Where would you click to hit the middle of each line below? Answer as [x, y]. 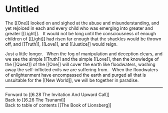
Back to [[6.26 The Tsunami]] [35, 100]
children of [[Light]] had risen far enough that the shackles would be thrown [83, 39]
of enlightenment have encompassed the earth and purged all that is [76, 75]
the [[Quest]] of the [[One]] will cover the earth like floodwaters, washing [80, 64]
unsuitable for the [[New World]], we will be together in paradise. [72, 80]
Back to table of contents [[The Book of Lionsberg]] [58, 105]
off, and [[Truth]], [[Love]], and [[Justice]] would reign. [61, 44]
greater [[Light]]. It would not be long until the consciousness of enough [81, 33]
